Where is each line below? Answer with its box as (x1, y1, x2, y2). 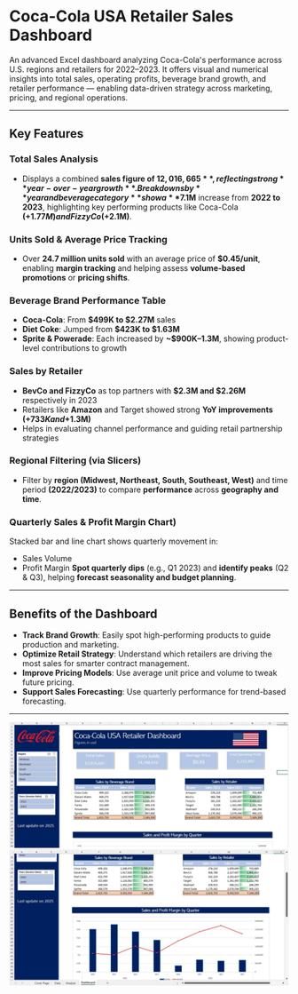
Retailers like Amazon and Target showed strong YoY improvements (21, 404, 273, 415)
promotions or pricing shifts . (21, 272, 130, 282)
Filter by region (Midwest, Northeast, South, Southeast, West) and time (21, 474, 288, 485)
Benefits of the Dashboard (9, 606, 158, 621)
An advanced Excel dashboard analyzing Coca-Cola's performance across (9, 54, 282, 65)
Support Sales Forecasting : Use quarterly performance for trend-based (21, 686, 286, 696)
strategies (21, 433, 59, 443)
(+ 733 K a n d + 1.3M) (21, 413, 91, 424)
